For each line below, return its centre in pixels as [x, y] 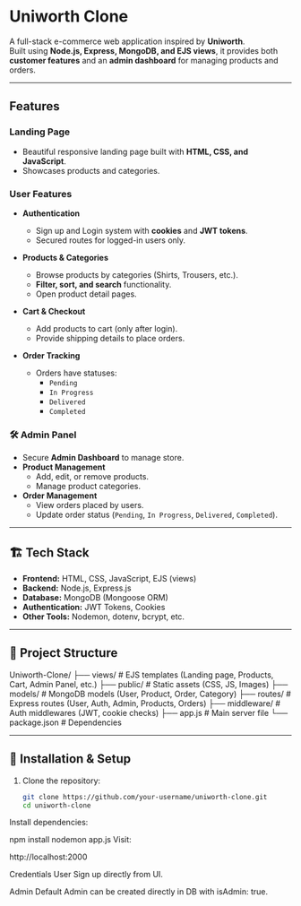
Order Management [60, 496]
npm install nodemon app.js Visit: [70, 840]
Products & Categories [65, 257]
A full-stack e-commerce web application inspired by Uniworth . [127, 41]
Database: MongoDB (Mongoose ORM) [95, 598]
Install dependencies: [49, 823]
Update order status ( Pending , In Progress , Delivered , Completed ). [156, 515]
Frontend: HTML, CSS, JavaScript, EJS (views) [109, 579]
